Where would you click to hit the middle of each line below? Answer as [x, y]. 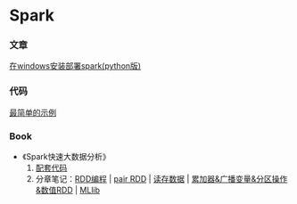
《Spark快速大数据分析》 [66, 157]
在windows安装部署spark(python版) [75, 66]
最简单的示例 [33, 112]
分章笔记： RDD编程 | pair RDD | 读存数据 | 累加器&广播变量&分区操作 [161, 179]
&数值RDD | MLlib [68, 190]
